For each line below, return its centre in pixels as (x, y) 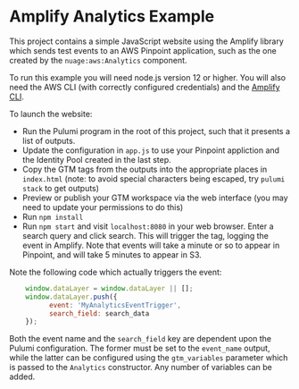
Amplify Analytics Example (112, 17)
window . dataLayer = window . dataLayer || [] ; (109, 288)
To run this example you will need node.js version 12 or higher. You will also (148, 77)
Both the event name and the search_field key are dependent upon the (141, 339)
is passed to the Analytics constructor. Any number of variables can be (141, 368)
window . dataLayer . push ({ (71, 297)
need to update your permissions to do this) (103, 207)
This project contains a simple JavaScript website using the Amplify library (146, 41)
